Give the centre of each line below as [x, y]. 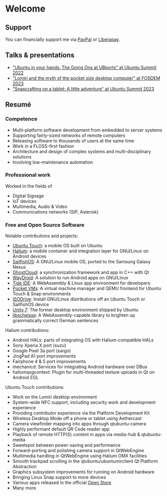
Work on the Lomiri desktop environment [55, 397]
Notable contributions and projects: [42, 236]
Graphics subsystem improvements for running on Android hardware [83, 472]
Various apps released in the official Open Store [62, 483]
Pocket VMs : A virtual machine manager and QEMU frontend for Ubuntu [87, 289]
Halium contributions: [27, 330]
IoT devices [24, 201]
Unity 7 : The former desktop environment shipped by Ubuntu [75, 310]
